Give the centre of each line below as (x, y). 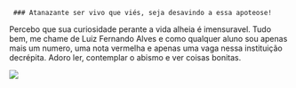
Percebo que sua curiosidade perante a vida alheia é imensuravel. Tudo (140, 29)
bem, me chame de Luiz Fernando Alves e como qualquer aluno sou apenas (148, 39)
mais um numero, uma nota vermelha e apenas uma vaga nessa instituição (146, 48)
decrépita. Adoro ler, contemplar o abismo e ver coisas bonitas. (125, 57)
